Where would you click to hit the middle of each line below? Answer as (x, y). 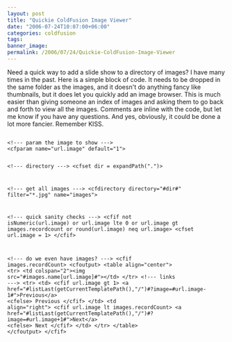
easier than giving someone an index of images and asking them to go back (116, 101)
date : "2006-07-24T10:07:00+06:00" (59, 26)
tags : (15, 40)
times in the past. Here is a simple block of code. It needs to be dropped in (114, 79)
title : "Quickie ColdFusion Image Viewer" (69, 20)
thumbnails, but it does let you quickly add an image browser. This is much (114, 94)
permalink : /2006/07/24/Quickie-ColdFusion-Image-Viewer (91, 53)
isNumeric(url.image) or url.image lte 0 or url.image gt (93, 223)
